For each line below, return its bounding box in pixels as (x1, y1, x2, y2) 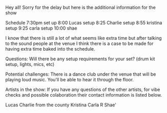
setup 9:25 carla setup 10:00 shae (5, 25, 77, 31)
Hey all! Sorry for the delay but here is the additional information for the (5, 5, 156, 10)
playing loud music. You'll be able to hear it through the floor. (5, 77, 134, 82)
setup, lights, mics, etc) (5, 61, 55, 67)
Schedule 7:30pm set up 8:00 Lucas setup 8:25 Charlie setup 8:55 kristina (5, 20, 162, 26)
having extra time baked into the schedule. (5, 46, 96, 52)
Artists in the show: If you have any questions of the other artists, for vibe (5, 86, 160, 93)
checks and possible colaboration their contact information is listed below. (5, 92, 162, 98)
